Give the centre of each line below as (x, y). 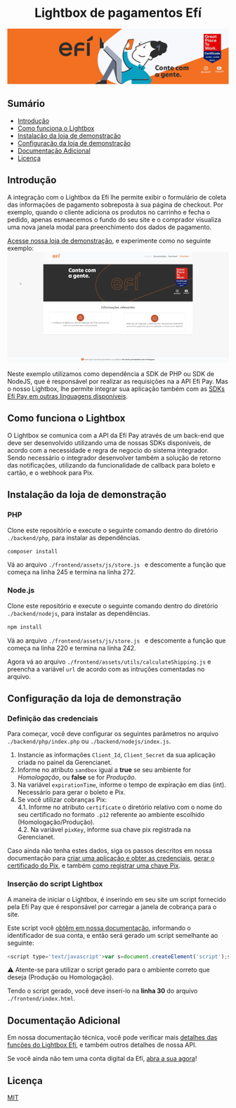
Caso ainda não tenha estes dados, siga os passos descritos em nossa (110, 851)
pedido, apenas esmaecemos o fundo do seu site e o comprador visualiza (114, 219)
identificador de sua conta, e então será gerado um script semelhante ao (113, 935)
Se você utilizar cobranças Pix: (62, 800)
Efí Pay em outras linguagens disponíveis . (68, 397)
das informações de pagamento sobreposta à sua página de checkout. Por (115, 205)
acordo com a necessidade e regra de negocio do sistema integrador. (108, 450)
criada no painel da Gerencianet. (65, 762)
